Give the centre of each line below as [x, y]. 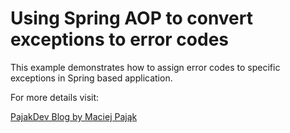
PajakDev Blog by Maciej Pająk [74, 116]
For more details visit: [55, 97]
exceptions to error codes [120, 39]
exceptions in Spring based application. [91, 78]
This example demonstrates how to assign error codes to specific [145, 67]
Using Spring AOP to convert [131, 18]
